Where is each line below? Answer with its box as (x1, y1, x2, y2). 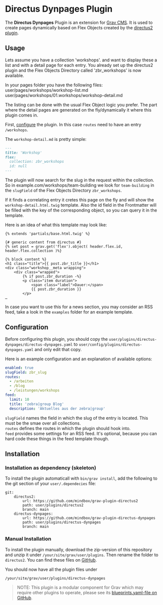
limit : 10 (9, 397, 29, 402)
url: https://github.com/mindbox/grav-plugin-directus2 (22, 499, 138, 504)
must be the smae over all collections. (5, 420, 81, 426)
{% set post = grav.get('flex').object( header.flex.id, (5, 244, 123, 249)
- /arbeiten (9, 379, 34, 384)
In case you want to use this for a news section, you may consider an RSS (5, 304, 153, 310)
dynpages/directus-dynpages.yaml (5, 342, 73, 347)
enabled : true (5, 365, 34, 370)
